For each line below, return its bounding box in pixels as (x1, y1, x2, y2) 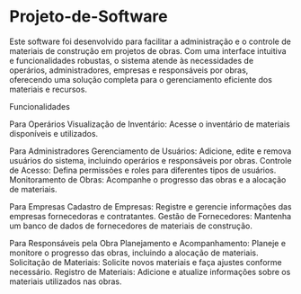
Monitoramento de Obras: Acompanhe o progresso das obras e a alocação (9, 174, 287, 185)
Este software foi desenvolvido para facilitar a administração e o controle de (9, 36, 292, 47)
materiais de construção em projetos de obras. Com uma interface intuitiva (9, 45, 287, 56)
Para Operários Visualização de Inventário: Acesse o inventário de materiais (9, 119, 290, 129)
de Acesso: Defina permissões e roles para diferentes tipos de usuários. (9, 165, 277, 175)
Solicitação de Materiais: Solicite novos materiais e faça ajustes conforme (9, 256, 282, 267)
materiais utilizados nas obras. (9, 276, 123, 287)
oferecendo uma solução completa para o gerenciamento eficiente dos (9, 74, 272, 85)
